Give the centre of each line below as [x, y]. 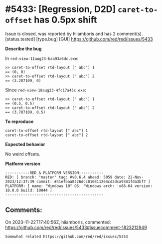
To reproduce [19, 121]
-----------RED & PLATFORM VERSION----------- [54, 173]
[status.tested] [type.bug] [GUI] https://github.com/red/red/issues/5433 [79, 39]
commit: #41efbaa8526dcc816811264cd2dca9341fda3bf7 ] [93, 181]
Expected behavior [25, 144]
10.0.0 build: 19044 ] [29, 190]
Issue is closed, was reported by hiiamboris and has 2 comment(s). [74, 33]
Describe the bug [23, 48]
